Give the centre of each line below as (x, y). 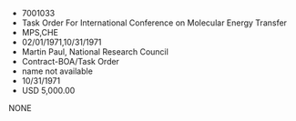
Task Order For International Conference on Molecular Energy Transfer (154, 23)
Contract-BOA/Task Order (71, 61)
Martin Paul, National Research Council (95, 52)
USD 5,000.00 (48, 91)
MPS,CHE (40, 32)
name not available (57, 71)
